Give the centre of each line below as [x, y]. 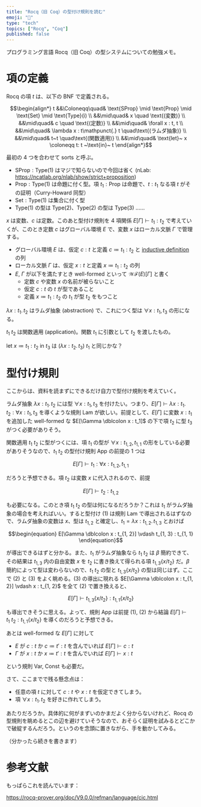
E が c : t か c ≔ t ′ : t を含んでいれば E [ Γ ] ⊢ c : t [74, 646]
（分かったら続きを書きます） [43, 741]
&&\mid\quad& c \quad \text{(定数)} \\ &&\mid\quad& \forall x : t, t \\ [101, 123]
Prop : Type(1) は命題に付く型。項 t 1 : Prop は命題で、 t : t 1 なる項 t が [100, 185]
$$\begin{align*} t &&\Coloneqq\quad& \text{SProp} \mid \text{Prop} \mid [101, 108]
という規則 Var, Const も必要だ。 [47, 666]
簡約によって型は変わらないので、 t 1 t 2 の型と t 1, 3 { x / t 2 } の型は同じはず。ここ [100, 570]
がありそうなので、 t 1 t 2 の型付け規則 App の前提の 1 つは [76, 452]
